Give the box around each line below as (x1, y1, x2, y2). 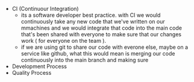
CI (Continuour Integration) (11, 5, 80, 12)
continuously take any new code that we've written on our (20, 18, 165, 25)
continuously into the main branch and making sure (20, 57, 149, 63)
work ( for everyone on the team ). (20, 37, 107, 44)
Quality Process (11, 69, 52, 76)
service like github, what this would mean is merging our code (20, 50, 175, 57)
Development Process (11, 63, 67, 70)
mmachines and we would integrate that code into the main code (20, 24, 183, 31)
